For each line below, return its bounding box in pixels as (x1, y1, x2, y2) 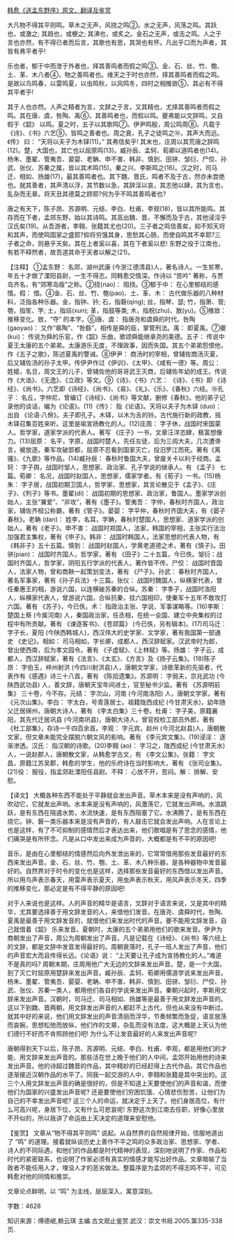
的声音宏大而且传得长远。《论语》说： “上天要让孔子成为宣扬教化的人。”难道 (7, 951, 222, 959)
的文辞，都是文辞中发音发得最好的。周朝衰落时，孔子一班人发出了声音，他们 (7, 943, 227, 950)
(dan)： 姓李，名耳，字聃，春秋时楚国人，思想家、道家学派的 (42, 515, 218, 524)
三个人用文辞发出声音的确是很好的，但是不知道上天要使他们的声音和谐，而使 (7, 1079, 227, 1088)
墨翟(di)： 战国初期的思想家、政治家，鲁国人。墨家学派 (61, 489, 221, 497)
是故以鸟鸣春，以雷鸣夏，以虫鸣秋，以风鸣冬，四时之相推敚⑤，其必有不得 (7, 79, 224, 87)
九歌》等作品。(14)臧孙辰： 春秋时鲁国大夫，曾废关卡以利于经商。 (25, 455, 215, 462)
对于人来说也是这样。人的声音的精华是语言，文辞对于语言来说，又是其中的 (7, 899, 221, 907)
